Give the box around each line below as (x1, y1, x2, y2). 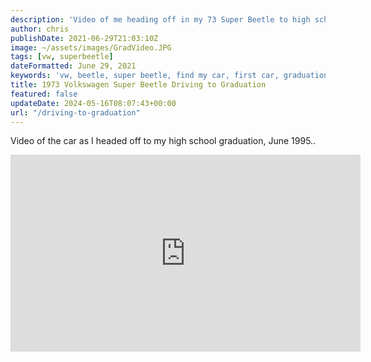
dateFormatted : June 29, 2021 (10, 61, 137, 71)
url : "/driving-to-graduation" (10, 107, 141, 118)
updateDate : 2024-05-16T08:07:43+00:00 (10, 98, 177, 108)
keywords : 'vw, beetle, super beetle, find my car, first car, (10, 71, 280, 81)
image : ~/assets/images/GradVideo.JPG (10, 42, 172, 53)
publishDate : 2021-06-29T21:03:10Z (10, 33, 159, 43)
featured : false (10, 89, 78, 99)
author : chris (10, 24, 70, 34)
